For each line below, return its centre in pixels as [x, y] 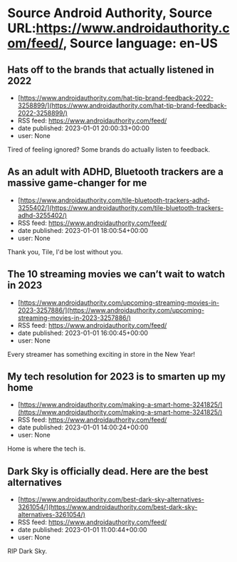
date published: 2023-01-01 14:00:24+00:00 [83, 427]
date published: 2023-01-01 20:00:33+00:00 [83, 128]
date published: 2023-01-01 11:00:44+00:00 [82, 530]
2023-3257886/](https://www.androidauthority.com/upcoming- [111, 310]
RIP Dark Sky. [27, 551]
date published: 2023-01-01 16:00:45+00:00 [83, 333]
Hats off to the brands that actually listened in [111, 69]
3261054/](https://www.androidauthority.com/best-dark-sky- [107, 507]
